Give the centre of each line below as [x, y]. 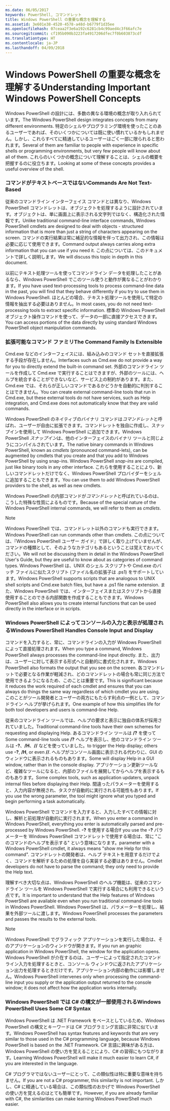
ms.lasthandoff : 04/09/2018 [35, 48]
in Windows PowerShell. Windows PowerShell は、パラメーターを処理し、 [82, 907]
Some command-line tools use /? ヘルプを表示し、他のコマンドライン [78, 739]
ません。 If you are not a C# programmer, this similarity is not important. [80, 1080]
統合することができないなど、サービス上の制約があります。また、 [87, 379]
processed [16, 830]
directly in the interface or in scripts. [43, 609]
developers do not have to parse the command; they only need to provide [82, 867]
